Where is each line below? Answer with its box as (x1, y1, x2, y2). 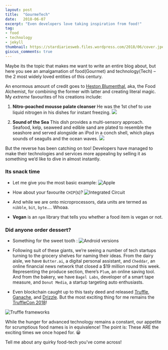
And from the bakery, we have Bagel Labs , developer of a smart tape (12, 274, 154, 280)
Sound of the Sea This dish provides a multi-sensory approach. (12, 119, 144, 125)
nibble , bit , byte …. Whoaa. (12, 204, 69, 210)
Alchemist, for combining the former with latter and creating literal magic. (5, 88, 156, 94)
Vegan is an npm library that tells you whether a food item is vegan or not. (12, 214, 163, 220)
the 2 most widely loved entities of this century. (5, 73, 103, 79)
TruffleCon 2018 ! (12, 300, 47, 306)
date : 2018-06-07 (5, 16, 46, 21)
